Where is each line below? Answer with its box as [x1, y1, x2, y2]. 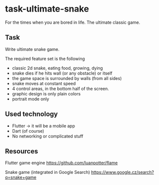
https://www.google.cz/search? [91, 170, 154, 175]
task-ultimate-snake [5, 3, 89, 15]
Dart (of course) [12, 128, 45, 134]
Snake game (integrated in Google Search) [5, 170, 91, 175]
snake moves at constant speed [12, 80, 76, 86]
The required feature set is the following [5, 56, 85, 62]
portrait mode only [12, 96, 49, 102]
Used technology [5, 110, 58, 118]
